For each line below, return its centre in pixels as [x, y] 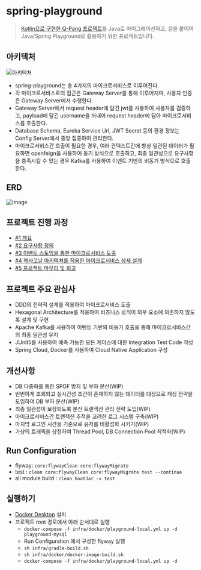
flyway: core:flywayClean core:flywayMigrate [72, 465]
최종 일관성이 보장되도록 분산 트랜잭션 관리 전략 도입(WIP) [83, 409]
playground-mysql [46, 534]
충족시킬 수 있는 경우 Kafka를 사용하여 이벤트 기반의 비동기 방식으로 [100, 160]
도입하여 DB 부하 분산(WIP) [47, 401]
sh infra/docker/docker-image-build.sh [74, 555]
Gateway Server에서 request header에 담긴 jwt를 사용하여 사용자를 [95, 108]
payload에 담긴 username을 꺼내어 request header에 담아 [92, 115]
